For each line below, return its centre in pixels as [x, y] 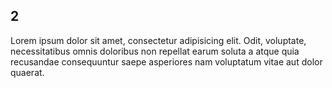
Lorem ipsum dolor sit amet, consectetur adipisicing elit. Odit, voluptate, [158, 40]
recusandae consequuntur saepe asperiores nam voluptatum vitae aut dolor [166, 61]
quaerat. [27, 72]
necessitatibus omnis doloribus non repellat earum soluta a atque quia [155, 51]
